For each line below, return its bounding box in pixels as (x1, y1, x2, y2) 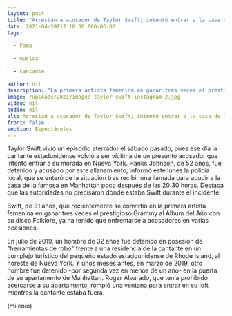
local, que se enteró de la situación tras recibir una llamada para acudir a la (7, 174, 221, 182)
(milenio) (7, 302, 32, 310)
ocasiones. (7, 224, 39, 232)
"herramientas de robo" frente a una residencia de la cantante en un (7, 244, 202, 253)
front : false (7, 119, 45, 126)
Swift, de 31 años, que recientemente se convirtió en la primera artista (7, 201, 206, 210)
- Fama (13, 42, 32, 49)
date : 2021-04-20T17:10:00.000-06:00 (7, 23, 116, 30)
